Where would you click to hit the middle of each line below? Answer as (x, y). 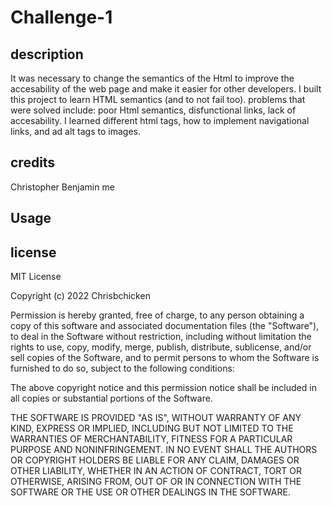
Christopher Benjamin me (62, 187)
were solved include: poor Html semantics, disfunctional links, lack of (153, 110)
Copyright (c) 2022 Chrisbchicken (80, 296)
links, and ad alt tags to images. (75, 131)
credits (33, 162)
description (47, 54)
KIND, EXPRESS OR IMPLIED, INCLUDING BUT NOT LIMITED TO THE (152, 428)
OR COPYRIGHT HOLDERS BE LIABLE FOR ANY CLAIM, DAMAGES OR (155, 460)
